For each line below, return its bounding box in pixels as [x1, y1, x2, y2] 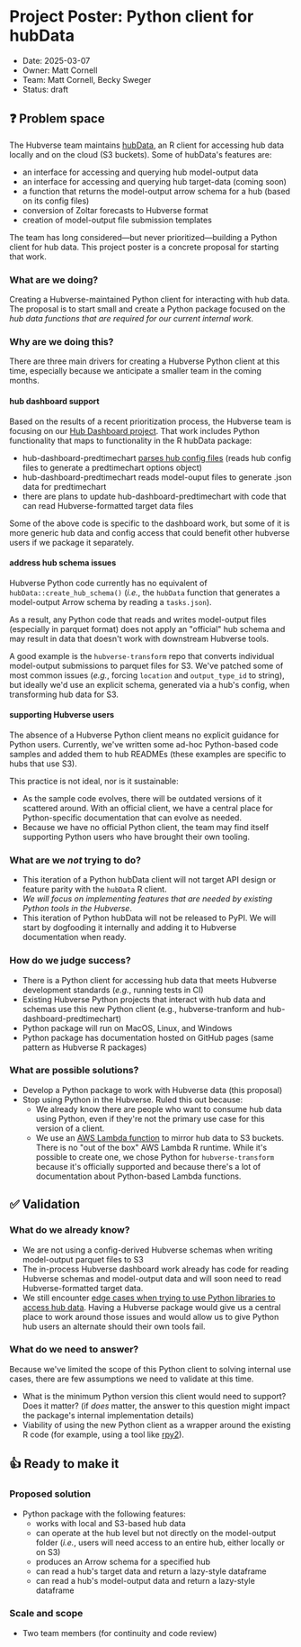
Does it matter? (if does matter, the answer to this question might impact [22, 1400, 290, 1411]
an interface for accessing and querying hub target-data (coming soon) [22, 176, 288, 186]
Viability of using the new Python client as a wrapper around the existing [22, 1419, 291, 1430]
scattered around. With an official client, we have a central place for [22, 802, 274, 813]
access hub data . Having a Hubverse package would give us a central [22, 1301, 281, 1312]
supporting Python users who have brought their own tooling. [22, 831, 250, 842]
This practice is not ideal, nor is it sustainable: [9, 775, 179, 786]
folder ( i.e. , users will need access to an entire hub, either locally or [35, 1537, 285, 1548]
